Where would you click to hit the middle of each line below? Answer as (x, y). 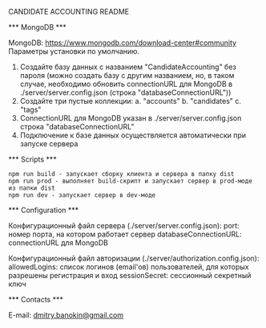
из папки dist (32, 188)
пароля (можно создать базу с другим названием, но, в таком (127, 75)
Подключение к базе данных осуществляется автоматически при (133, 135)
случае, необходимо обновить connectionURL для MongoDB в (126, 84)
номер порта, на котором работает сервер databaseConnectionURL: (125, 234)
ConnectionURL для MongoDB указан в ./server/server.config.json (131, 118)
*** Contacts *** (36, 299)
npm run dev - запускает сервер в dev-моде (82, 195)
